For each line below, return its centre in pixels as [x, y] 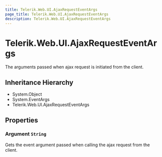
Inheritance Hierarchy [39, 82]
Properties [22, 120]
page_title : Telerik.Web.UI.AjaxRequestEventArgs [57, 14]
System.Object [27, 94]
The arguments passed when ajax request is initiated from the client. [74, 67]
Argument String [26, 134]
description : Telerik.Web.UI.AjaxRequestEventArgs [58, 19]
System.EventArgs [31, 100]
